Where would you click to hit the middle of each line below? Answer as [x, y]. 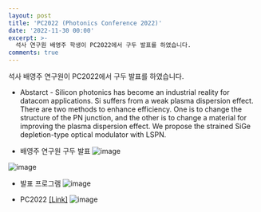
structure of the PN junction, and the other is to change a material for [133, 118]
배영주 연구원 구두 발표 [55, 151]
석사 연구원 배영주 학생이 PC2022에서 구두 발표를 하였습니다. [103, 45]
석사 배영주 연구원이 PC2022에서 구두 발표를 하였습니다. [96, 76]
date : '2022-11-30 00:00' [51, 30]
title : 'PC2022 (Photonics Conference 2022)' [85, 23]
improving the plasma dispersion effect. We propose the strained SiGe [135, 126]
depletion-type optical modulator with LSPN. [93, 135]
